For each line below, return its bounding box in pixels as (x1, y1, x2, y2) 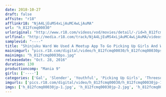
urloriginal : (5, 30, 32, 35)
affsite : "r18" (5, 16, 37, 21)
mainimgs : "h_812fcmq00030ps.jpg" (5, 52, 77, 58)
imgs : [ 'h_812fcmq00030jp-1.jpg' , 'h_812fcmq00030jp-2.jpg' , (5, 84, 134, 90)
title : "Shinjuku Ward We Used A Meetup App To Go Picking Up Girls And (5, 44, 158, 48)
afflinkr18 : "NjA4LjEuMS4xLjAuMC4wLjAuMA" (5, 21, 94, 26)
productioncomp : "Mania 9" (5, 67, 61, 72)
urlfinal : (5, 35, 26, 40)
